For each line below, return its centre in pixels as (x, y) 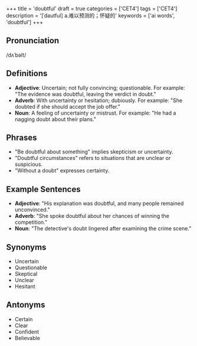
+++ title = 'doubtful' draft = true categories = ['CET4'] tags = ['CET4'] (92, 9)
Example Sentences (43, 189)
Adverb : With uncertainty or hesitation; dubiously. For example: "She (98, 100)
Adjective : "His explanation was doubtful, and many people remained (99, 204)
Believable (27, 338)
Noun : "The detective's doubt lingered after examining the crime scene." (103, 229)
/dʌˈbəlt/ (16, 55)
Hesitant (25, 286)
